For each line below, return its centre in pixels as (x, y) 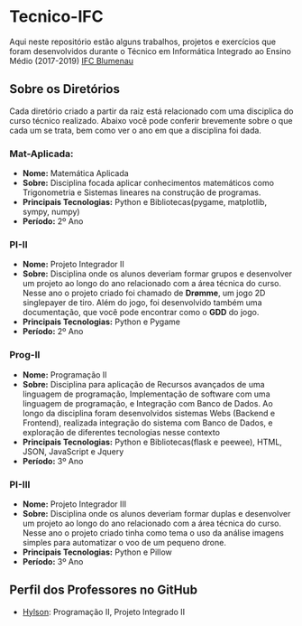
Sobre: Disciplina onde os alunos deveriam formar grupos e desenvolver (157, 274)
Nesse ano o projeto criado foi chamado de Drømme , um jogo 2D (144, 293)
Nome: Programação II (64, 374)
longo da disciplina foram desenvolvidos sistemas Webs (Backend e (149, 413)
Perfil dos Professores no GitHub (104, 590)
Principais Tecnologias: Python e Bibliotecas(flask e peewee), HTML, (152, 442)
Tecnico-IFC (56, 17)
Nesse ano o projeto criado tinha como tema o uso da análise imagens (153, 533)
